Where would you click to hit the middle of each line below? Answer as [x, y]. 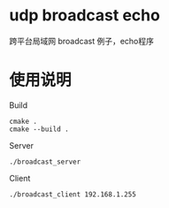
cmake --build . [39, 129]
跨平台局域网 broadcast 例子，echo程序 [82, 41]
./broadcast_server [45, 162]
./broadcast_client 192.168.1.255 [73, 194]
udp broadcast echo [85, 15]
